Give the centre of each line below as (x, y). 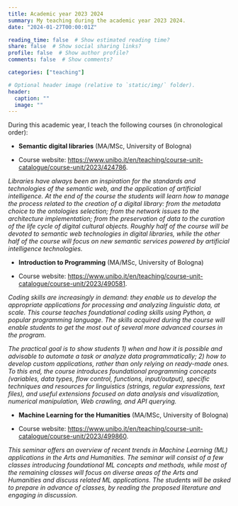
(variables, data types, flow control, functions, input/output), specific (109, 379)
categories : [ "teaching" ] (46, 72)
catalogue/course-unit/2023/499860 (72, 437)
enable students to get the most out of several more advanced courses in (115, 328)
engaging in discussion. (43, 495)
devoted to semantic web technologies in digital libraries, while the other (114, 234)
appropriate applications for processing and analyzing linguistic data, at (114, 305)
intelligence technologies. (46, 249)
